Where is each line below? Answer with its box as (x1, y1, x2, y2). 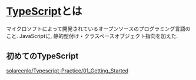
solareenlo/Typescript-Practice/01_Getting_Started (6, 67, 128, 74)
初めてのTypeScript (6, 51, 79, 61)
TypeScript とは (6, 5, 82, 18)
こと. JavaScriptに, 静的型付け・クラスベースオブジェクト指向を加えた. (6, 32, 178, 39)
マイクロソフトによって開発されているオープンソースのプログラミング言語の (6, 25, 191, 32)
